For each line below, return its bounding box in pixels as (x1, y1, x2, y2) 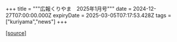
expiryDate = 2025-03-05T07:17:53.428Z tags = (52, 12, 172, 19)
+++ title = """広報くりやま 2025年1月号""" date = (5, 5, 132, 12)
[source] (5, 30, 27, 37)
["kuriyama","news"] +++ (5, 18, 68, 25)
